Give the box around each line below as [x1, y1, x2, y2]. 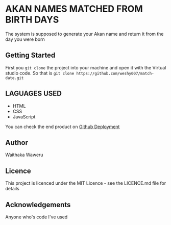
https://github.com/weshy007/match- [76, 71, 154, 76]
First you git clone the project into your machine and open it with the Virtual [5, 64, 166, 70]
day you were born [5, 36, 45, 42]
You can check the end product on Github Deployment [5, 123, 120, 130]
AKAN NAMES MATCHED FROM [5, 3, 143, 15]
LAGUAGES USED [5, 89, 62, 98]
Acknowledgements [5, 200, 71, 209]
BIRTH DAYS [5, 14, 59, 26]
